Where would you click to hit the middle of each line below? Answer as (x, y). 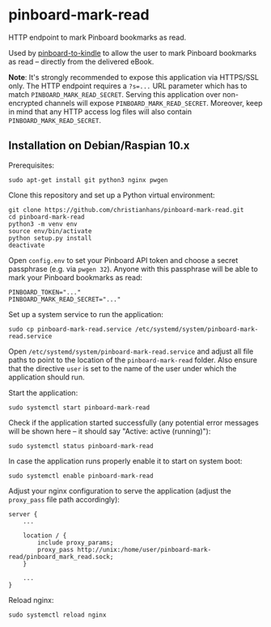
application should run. (47, 377)
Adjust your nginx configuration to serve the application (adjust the (120, 490)
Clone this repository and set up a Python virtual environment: (112, 195)
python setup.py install (50, 238)
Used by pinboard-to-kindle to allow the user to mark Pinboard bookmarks (133, 53)
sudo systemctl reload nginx (57, 615)
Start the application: (43, 392)
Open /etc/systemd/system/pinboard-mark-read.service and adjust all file (131, 351)
